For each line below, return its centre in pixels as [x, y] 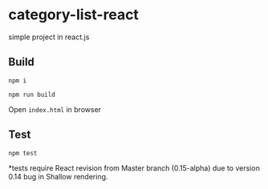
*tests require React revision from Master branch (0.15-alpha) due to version [134, 168]
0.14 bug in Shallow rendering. [58, 176]
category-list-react [73, 15]
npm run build [32, 94]
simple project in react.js [49, 37]
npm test [23, 153]
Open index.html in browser [55, 109]
